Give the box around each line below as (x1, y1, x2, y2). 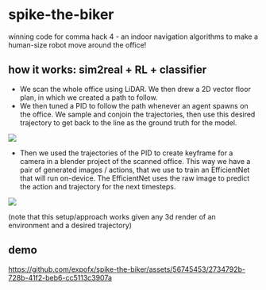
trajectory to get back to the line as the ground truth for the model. (19, 117, 237, 128)
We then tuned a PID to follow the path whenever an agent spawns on (19, 101, 249, 110)
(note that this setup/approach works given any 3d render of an (8, 212, 216, 221)
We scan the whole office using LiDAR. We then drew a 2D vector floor (19, 84, 252, 93)
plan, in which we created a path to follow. (19, 93, 158, 102)
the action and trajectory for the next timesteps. (19, 181, 176, 191)
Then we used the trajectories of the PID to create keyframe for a (19, 148, 233, 158)
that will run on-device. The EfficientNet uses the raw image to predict (19, 173, 250, 183)
